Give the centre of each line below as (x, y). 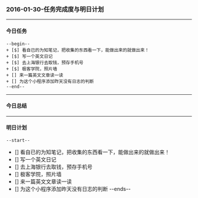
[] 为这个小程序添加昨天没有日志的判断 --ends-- (73, 189)
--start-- (18, 140)
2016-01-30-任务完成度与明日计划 (55, 9)
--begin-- (18, 44)
